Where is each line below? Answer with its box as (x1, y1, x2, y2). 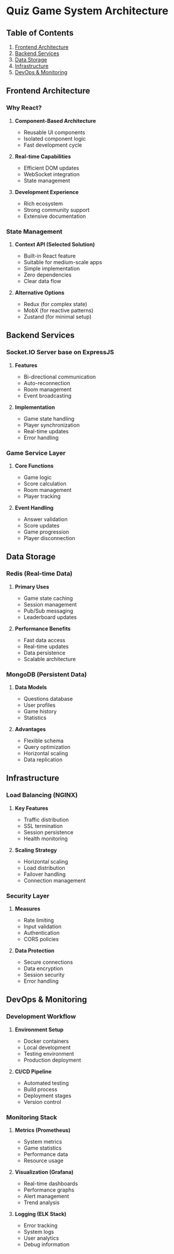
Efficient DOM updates (23, 164, 80, 172)
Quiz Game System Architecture (6, 4, 169, 18)
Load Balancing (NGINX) (6, 791, 78, 799)
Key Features (14, 804, 49, 811)
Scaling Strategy (14, 846, 58, 853)
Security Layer (6, 891, 49, 900)
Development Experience (14, 188, 79, 195)
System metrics (23, 1138, 62, 1145)
